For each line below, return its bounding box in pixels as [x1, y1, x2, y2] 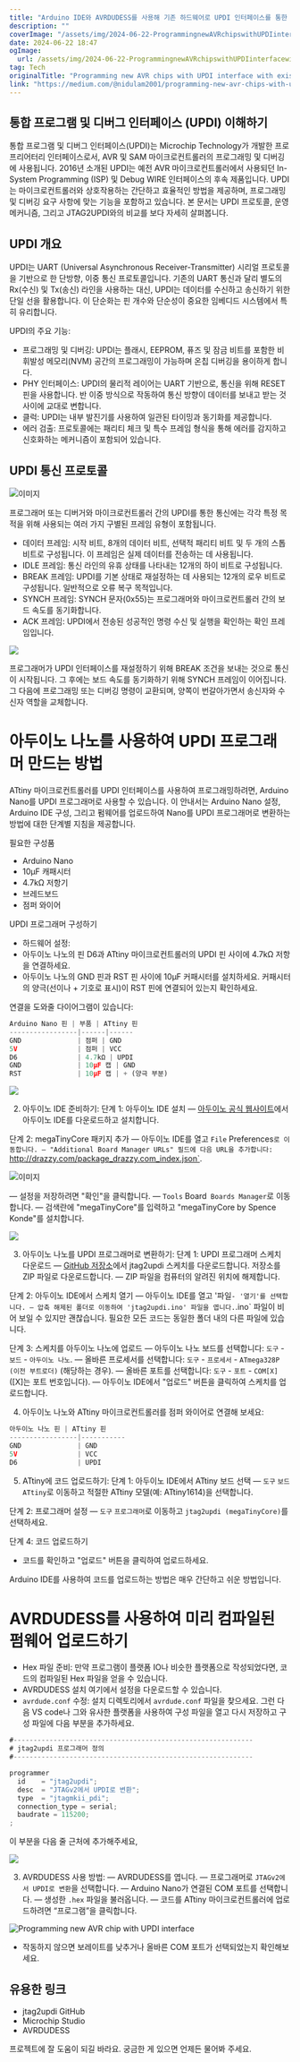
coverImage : [9, 30, 54, 39]
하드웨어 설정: [21, 937, 71, 948]
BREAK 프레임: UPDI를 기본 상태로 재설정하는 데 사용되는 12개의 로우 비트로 [21, 571, 287, 582]
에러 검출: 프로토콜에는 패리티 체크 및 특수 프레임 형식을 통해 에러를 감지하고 [21, 423, 287, 434]
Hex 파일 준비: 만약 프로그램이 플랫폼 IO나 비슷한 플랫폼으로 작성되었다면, [21, 1662, 279, 1673]
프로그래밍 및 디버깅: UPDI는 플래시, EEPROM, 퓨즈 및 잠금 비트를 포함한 [21, 345, 275, 355]
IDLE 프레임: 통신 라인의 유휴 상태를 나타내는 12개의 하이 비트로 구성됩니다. [21, 560, 283, 571]
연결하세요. [31, 960, 71, 971]
